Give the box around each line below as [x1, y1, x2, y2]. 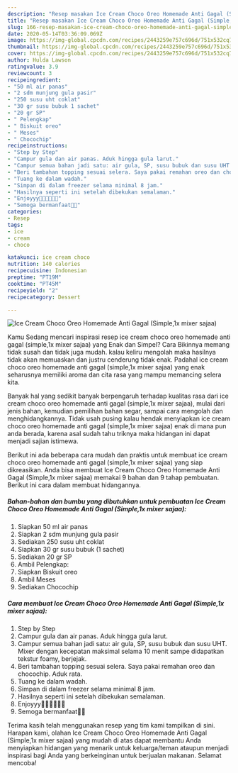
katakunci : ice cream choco [7, 254, 91, 261]
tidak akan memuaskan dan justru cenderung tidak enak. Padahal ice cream [7, 355, 229, 364]
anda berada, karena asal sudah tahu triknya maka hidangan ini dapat [7, 430, 210, 438]
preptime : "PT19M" [7, 274, 62, 281]
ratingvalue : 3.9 [7, 63, 59, 70]
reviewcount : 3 [7, 69, 52, 77]
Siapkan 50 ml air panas [17, 523, 89, 531]
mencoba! [7, 759, 37, 767]
